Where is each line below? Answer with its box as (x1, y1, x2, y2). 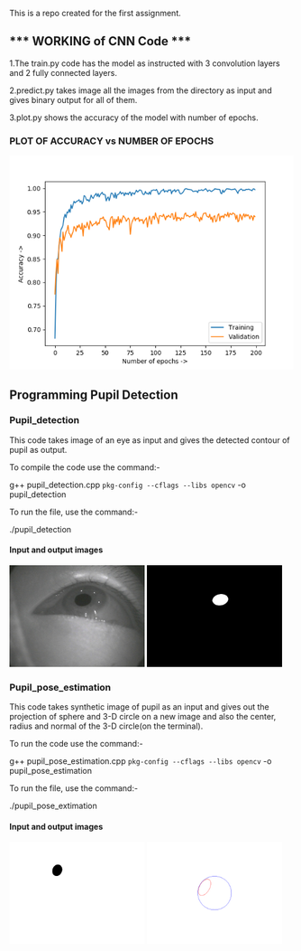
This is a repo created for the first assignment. (9, 8, 182, 18)
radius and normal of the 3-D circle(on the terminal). (9, 720, 204, 731)
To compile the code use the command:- (9, 461, 160, 473)
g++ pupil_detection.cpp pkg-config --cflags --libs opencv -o (9, 479, 246, 490)
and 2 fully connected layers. (9, 67, 117, 78)
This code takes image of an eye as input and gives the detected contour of (9, 434, 290, 446)
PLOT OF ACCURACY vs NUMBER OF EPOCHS (9, 135, 214, 147)
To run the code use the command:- (9, 739, 143, 749)
